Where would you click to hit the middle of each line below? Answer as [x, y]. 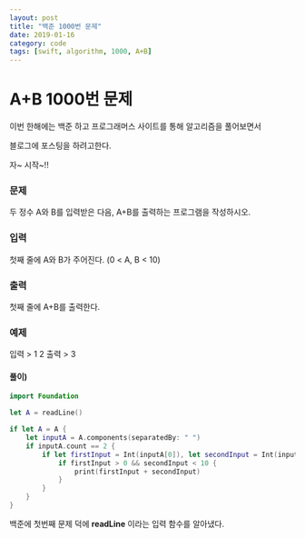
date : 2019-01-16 [42, 35]
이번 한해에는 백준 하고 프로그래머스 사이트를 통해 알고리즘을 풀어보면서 [135, 126]
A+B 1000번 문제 [71, 100]
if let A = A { [38, 429]
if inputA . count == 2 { [71, 446]
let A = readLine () [46, 413]
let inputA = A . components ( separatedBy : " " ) [113, 438]
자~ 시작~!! [30, 165]
